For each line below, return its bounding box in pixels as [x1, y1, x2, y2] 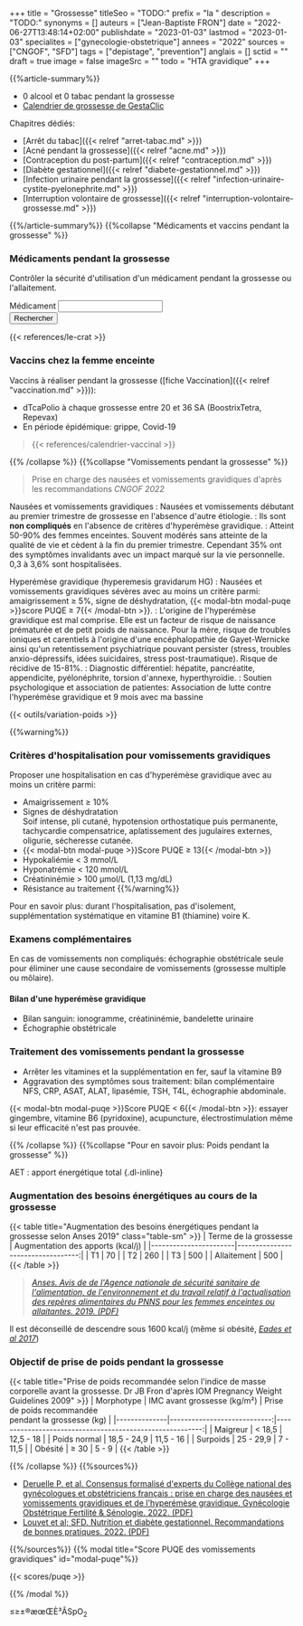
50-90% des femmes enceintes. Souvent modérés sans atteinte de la [9, 529, 269, 541]
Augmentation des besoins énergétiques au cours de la [9, 1189, 258, 1202]
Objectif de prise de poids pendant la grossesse [9, 1356, 224, 1368]
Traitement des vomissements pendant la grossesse [9, 1045, 245, 1058]
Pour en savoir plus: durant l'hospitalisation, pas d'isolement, [9, 900, 237, 912]
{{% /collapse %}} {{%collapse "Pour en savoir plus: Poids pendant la [9, 1139, 270, 1150]
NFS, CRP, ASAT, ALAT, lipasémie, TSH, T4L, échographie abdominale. [22, 1085, 287, 1096]
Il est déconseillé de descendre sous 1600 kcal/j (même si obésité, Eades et [9, 1323, 292, 1334]
